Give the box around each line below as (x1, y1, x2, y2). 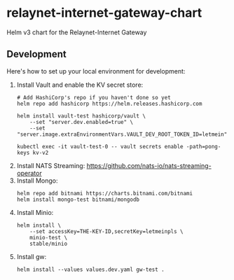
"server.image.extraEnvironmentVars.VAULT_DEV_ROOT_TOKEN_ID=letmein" (16, 131, 228, 138)
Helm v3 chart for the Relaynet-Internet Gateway (6, 28, 147, 36)
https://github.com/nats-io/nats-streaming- (86, 161, 212, 169)
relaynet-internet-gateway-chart (6, 5, 202, 21)
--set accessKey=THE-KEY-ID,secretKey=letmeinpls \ (29, 227, 184, 235)
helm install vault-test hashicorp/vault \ (16, 112, 146, 120)
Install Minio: (16, 208, 54, 216)
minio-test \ (29, 234, 68, 241)
